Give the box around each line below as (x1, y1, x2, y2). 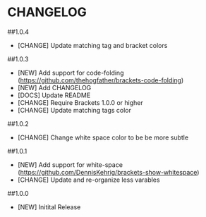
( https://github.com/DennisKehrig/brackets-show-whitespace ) (17, 168, 200, 176)
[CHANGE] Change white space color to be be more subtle (17, 133, 189, 142)
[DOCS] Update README (17, 91, 91, 99)
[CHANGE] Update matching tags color (17, 106, 132, 114)
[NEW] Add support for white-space (17, 160, 123, 169)
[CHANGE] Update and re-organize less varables (17, 175, 160, 184)
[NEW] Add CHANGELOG (17, 83, 92, 92)
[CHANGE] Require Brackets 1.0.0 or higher (17, 98, 143, 106)
